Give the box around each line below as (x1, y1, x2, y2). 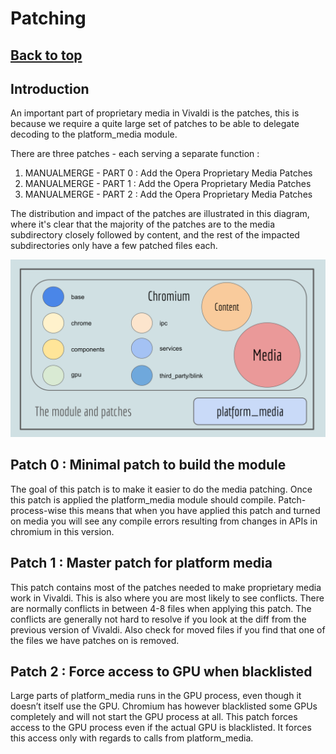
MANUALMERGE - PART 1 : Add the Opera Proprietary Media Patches (24, 178, 312, 190)
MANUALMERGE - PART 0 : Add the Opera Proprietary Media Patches (24, 167, 313, 179)
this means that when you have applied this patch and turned (68, 504, 321, 516)
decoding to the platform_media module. (10, 128, 178, 141)
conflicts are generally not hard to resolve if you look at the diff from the (10, 613, 307, 625)
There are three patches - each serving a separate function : (10, 148, 260, 160)
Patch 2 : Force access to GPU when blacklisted (10, 663, 313, 680)
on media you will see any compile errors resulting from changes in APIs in (10, 515, 318, 527)
